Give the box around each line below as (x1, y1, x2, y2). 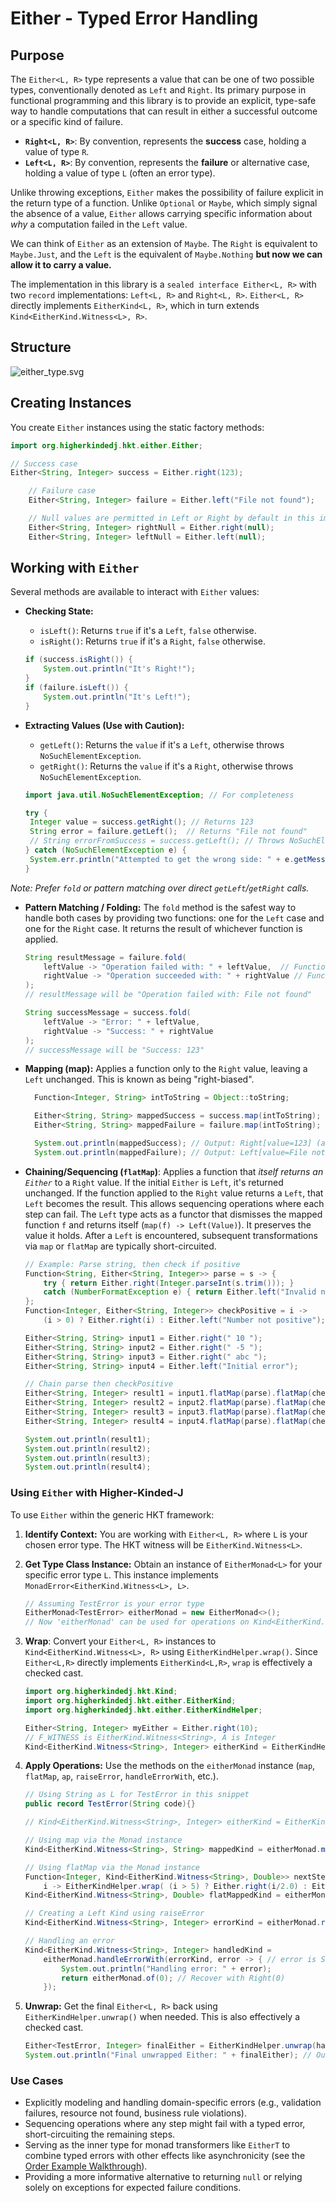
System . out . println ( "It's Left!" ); (43, 692, 192, 702)
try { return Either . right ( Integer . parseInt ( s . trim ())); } (43, 1278, 295, 1288)
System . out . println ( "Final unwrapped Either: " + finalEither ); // (24, 2050, 313, 2061)
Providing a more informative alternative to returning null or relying (24, 2171, 303, 2183)
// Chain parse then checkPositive (24, 1379, 174, 1389)
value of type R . (24, 146, 90, 157)
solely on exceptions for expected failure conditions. (24, 2182, 242, 2194)
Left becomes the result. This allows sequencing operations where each (24, 1197, 325, 1209)
